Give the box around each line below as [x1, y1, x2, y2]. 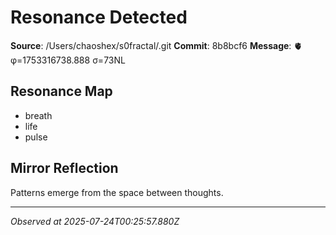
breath [24, 109, 53, 121]
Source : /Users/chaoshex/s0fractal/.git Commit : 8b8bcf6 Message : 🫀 [10, 39, 303, 51]
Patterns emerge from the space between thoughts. [10, 186, 224, 198]
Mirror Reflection [10, 160, 119, 177]
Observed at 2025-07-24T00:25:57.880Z [10, 215, 180, 227]
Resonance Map [10, 83, 113, 100]
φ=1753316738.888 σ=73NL [10, 54, 126, 66]
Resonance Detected [10, 6, 188, 29]
